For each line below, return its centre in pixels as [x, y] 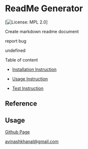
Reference [21, 104]
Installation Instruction [34, 69]
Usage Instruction [30, 79]
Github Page [18, 132]
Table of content [21, 60]
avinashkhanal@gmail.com [32, 142]
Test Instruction [28, 88]
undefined [15, 50]
